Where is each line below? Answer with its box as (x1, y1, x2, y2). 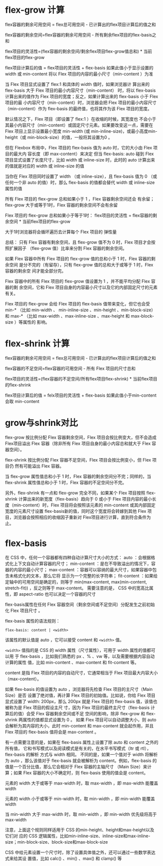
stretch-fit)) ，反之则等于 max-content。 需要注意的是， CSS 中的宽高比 (5, 585, 149, 591)
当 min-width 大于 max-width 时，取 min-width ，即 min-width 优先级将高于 (5, 811, 157, 817)
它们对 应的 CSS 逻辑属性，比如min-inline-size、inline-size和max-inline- (5, 833, 151, 839)
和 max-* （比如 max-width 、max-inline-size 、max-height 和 (5, 313, 130, 319)
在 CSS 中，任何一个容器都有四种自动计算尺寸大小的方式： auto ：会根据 (5, 554, 151, 560)
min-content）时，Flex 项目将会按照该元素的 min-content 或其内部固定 (13, 502, 156, 508)
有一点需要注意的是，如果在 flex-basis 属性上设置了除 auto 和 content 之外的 (5, 739, 159, 745)
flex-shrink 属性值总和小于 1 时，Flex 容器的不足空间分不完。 (5, 479, 127, 485)
